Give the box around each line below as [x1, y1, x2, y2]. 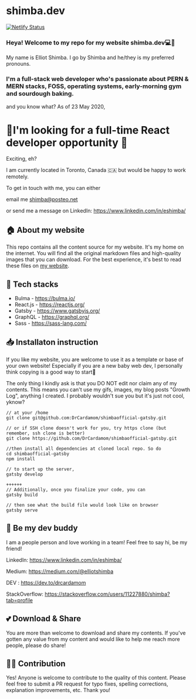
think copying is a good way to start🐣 [6, 368, 96, 375]
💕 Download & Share [6, 614, 82, 624]
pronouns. [6, 60, 31, 67]
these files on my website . [6, 262, 69, 269]
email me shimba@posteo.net [6, 196, 78, 203]
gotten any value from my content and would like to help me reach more [6, 635, 180, 643]
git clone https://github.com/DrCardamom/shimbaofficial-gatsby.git [6, 435, 177, 441]
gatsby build [6, 491, 38, 498]
